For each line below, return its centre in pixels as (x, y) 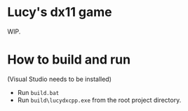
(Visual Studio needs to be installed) (60, 79)
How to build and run (69, 60)
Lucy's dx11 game (60, 12)
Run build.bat (38, 92)
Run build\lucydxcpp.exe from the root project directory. (99, 100)
